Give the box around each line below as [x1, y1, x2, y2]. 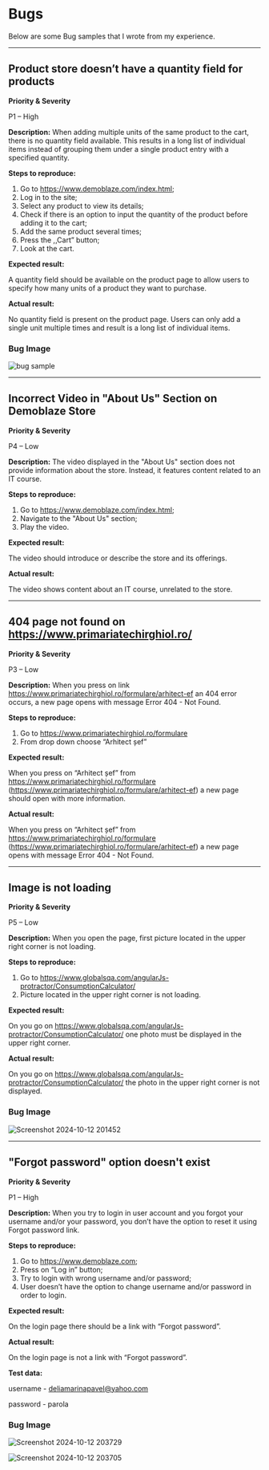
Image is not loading [8, 881, 112, 895]
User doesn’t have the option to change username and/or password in [19, 1281, 252, 1291]
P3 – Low [8, 664, 38, 674]
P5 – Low [8, 918, 38, 927]
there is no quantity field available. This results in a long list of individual [8, 136, 246, 145]
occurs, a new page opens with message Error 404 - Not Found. [8, 697, 222, 706]
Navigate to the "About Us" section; [19, 513, 138, 523]
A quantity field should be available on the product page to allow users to [8, 275, 250, 284]
